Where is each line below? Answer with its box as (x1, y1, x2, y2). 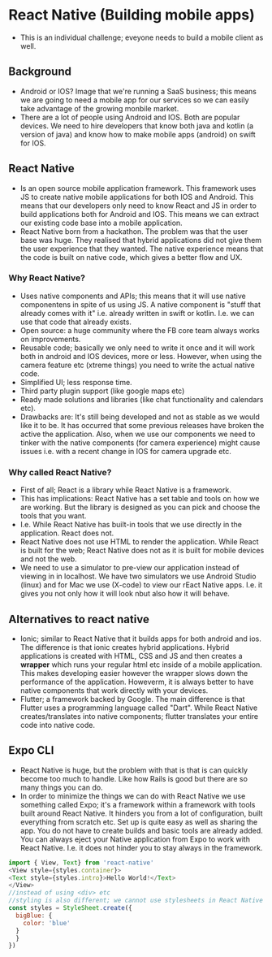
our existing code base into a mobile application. (19, 218, 183, 227)
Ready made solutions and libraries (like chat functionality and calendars (19, 394, 264, 404)
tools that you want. (19, 511, 87, 521)
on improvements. (19, 334, 81, 344)
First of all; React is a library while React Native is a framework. (19, 485, 231, 495)
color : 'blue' (23, 919, 71, 927)
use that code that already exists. (19, 317, 132, 327)
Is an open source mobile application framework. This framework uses (19, 183, 257, 193)
